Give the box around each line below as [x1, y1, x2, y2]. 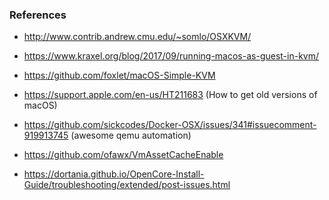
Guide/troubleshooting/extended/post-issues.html [23, 179, 231, 191]
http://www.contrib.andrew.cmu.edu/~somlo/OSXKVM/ [23, 31, 252, 43]
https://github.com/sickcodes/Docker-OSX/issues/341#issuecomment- [23, 119, 317, 131]
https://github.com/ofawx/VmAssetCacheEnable [23, 149, 224, 161]
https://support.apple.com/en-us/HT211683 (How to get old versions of [23, 89, 318, 101]
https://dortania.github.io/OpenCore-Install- [23, 168, 205, 180]
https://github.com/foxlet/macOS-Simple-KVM [23, 69, 216, 82]
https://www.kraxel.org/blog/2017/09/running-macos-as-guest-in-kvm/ [23, 50, 320, 62]
